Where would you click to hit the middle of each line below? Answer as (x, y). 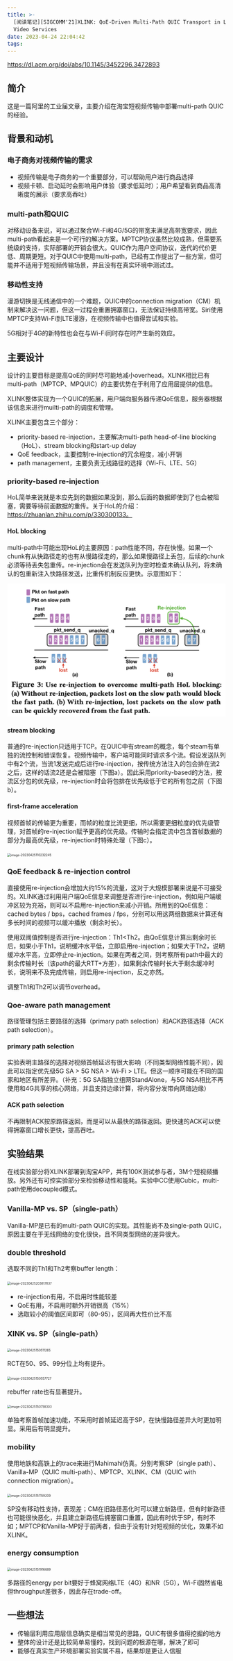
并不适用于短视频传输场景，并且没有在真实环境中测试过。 (95, 265)
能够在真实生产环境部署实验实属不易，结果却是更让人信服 (99, 1651)
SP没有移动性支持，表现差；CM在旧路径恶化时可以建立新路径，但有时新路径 (116, 1509)
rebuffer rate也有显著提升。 (46, 1392)
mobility (21, 1447)
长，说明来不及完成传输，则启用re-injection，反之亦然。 (87, 971)
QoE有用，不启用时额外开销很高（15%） (75, 1305)
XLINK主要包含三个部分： (44, 422)
